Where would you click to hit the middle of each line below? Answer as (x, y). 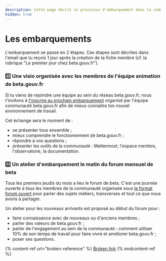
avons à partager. (23, 199)
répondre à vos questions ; (40, 140)
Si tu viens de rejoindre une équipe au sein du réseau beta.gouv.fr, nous (78, 95)
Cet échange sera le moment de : (39, 120)
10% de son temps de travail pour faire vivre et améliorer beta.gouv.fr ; (84, 234)
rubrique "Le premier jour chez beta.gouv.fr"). (52, 63)
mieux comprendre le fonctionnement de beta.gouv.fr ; (68, 135)
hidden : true (19, 14)
